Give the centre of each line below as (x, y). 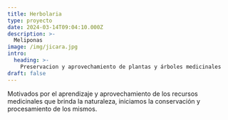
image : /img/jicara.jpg (43, 47)
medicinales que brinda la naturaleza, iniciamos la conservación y (104, 101)
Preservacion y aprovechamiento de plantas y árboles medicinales (121, 67)
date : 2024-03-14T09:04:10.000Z (55, 27)
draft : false (27, 73)
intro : (17, 54)
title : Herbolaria (35, 14)
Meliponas (28, 40)
